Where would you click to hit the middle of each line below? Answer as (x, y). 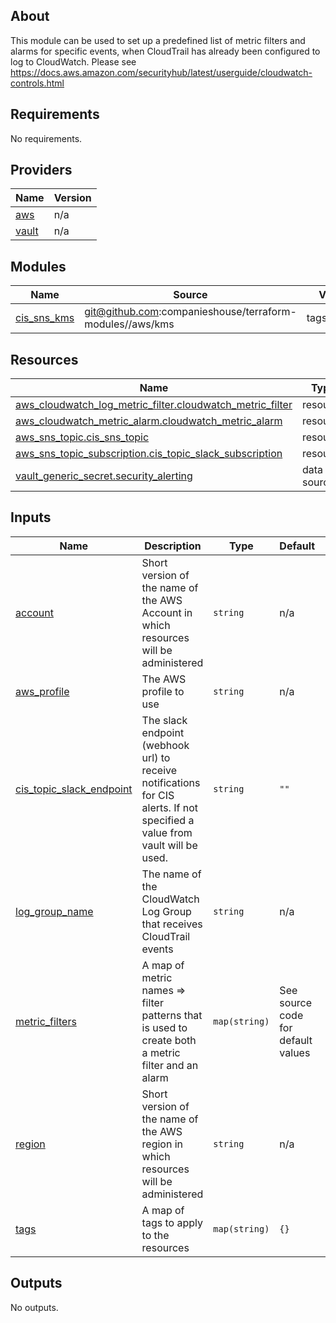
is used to (164, 1027)
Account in (167, 612)
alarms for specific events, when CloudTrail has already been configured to (165, 51)
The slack (164, 720)
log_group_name (54, 911)
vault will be (169, 845)
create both (169, 1040)
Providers (41, 170)
